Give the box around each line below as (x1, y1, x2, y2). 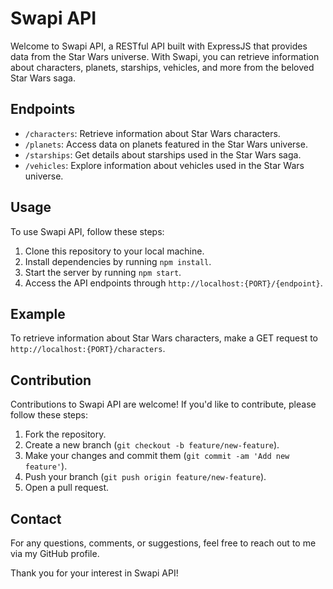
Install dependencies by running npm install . (24, 255, 212, 267)
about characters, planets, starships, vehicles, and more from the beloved (10, 61, 315, 73)
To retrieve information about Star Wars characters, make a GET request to (10, 332, 319, 344)
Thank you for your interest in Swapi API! (10, 567, 179, 579)
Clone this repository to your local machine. (24, 245, 205, 257)
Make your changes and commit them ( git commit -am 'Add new (24, 450, 290, 462)
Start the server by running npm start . (24, 266, 182, 278)
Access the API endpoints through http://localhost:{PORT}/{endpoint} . (24, 277, 323, 289)
